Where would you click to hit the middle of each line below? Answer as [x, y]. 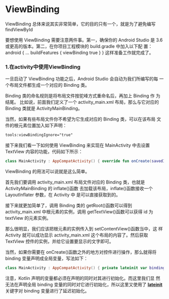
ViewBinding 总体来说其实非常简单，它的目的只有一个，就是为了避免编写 [80, 24]
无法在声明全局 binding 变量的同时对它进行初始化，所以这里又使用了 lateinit [84, 284]
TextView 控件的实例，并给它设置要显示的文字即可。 [60, 241]
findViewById [19, 29]
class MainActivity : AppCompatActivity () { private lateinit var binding [85, 268]
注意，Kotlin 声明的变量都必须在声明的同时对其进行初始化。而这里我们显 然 [83, 278]
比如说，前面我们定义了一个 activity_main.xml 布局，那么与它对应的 [89, 102]
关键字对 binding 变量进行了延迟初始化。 [47, 290]
